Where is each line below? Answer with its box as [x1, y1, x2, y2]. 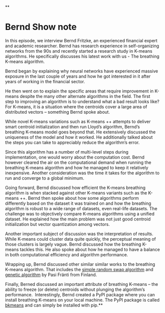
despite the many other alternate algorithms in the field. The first [20, 93, 151, 99]
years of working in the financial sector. [5, 78, 85, 84]
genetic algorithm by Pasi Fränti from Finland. [5, 272, 97, 278]
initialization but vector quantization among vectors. [5, 221, 110, 227]
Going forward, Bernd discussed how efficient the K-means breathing [5, 185, 146, 190]
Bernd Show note [5, 22, 77, 32]
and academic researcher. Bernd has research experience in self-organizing [5, 43, 160, 49]
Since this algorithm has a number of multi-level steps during [5, 149, 129, 155]
